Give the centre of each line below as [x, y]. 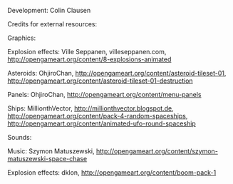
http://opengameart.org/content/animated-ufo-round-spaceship [102, 123]
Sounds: [20, 137]
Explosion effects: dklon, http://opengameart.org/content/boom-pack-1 [112, 173]
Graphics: [22, 38]
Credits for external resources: [52, 24]
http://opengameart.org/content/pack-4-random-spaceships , [98, 116]
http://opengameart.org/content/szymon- [157, 151]
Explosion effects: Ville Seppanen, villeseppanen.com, [87, 52]
